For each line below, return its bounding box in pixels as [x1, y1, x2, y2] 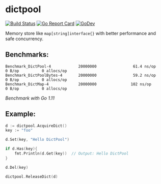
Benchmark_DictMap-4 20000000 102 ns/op [5, 81, 152, 87]
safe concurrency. [5, 36, 44, 42]
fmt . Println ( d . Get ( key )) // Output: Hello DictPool [14, 151, 129, 156]
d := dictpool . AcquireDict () [5, 123, 67, 128]
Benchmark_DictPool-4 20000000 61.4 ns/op [5, 64, 156, 69]
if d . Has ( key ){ [5, 146, 38, 151]
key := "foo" [5, 128, 33, 133]
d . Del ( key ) [5, 165, 29, 170]
